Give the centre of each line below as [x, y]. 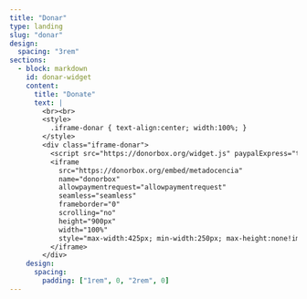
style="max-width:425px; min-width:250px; [140, 238]
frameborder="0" [89, 205]
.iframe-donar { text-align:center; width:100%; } [148, 129]
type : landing [37, 26]
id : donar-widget [59, 77]
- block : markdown [53, 69]
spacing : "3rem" [48, 52]
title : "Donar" [38, 18]
